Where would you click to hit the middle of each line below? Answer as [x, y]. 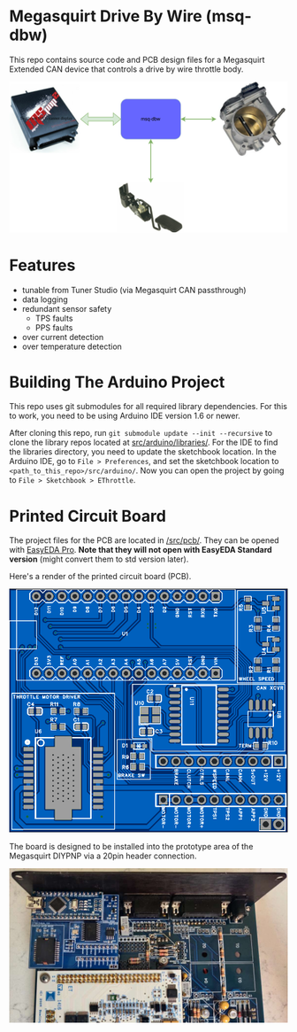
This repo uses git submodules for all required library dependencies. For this [148, 407]
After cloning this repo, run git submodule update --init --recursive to [141, 433]
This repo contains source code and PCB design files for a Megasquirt [137, 59]
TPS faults [54, 318]
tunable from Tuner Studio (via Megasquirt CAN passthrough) [134, 290]
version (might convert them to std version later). [99, 559]
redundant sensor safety [67, 308]
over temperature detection [72, 346]
